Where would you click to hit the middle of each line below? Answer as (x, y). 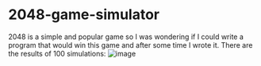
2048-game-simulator (84, 15)
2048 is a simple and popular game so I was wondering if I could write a (126, 37)
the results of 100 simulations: (57, 53)
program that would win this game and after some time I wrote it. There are (130, 45)
